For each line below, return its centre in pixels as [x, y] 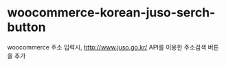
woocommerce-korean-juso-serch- [111, 13]
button [26, 27]
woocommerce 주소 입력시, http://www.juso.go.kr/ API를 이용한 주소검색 [107, 47]
